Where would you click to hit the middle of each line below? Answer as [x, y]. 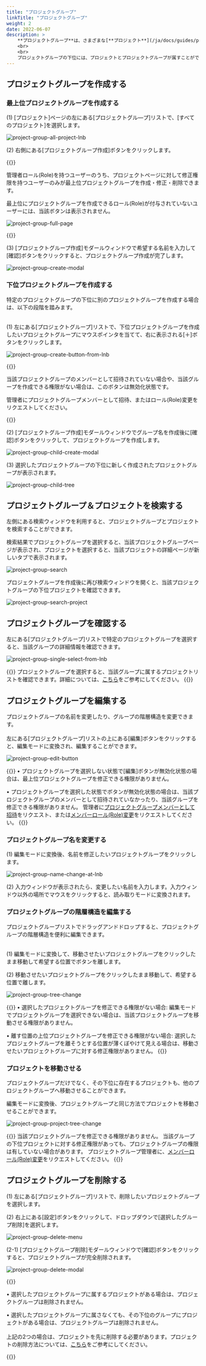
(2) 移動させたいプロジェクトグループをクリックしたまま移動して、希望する [102, 974]
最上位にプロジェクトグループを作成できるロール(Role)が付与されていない [100, 204]
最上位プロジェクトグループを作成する [63, 103]
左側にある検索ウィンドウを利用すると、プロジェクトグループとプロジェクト [103, 522]
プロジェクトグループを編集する [67, 700]
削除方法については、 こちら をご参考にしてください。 [84, 1344]
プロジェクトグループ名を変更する [56, 839]
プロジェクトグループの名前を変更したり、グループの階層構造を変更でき [97, 717]
